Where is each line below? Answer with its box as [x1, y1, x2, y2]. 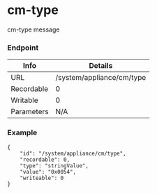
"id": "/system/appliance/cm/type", [20, 150, 127, 157]
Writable [10, 95, 38, 105]
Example [7, 128, 38, 138]
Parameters [10, 107, 49, 117]
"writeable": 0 [20, 174, 64, 181]
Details [89, 61, 113, 71]
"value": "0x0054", [20, 168, 77, 175]
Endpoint [7, 43, 39, 53]
